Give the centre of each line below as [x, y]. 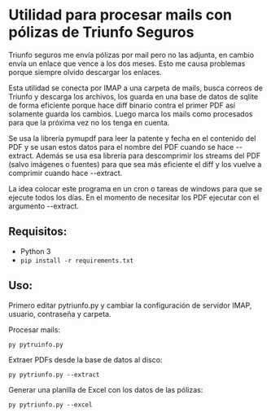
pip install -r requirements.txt [77, 261]
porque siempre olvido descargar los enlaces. [85, 72]
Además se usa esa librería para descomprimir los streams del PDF [149, 156]
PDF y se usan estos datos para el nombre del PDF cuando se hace [121, 147]
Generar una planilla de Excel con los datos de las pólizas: [106, 389]
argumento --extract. [44, 206]
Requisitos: [38, 232]
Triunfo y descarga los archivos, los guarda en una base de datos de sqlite [133, 96]
